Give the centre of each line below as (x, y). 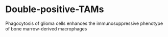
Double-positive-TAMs (55, 9)
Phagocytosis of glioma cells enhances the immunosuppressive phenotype (84, 23)
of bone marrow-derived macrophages (46, 28)
